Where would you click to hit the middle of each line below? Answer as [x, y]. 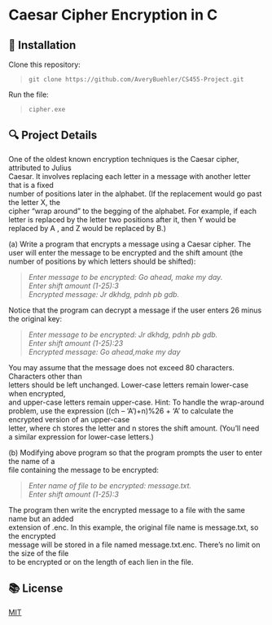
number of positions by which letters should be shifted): [102, 261]
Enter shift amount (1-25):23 [76, 343]
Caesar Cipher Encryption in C [113, 15]
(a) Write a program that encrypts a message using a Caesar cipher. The [129, 244]
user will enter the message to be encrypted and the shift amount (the [126, 252]
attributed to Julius [40, 168]
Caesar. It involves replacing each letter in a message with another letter [129, 176]
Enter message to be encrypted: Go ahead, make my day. [125, 277]
